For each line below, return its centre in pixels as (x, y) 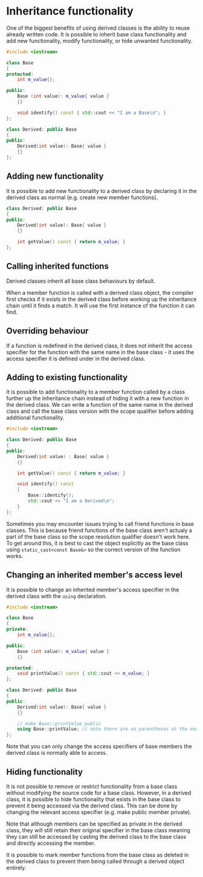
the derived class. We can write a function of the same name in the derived (100, 405)
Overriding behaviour (47, 331)
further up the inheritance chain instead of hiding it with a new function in (98, 398)
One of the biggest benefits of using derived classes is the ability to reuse (98, 28)
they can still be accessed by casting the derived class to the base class (96, 836)
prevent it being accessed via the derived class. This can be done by (92, 806)
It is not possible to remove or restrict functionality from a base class (92, 786)
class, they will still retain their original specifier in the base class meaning (98, 830)
